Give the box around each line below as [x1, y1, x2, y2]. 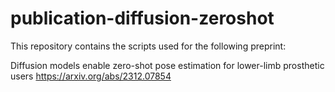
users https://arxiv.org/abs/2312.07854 [10, 70, 172, 82]
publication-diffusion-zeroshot [10, 7, 275, 30]
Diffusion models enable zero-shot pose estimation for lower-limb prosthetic [10, 59, 325, 71]
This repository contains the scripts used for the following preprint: [10, 40, 287, 52]
